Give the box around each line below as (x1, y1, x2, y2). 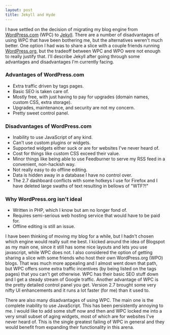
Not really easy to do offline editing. (12, 166, 88, 173)
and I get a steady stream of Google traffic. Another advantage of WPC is (5, 276, 159, 283)
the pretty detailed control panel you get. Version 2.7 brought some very (5, 282, 156, 288)
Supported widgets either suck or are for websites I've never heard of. (12, 145, 160, 151)
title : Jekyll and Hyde (5, 12, 56, 17)
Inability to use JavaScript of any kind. (12, 134, 93, 141)
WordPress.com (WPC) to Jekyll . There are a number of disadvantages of (5, 32, 159, 38)
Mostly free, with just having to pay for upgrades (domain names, (12, 94, 150, 100)
